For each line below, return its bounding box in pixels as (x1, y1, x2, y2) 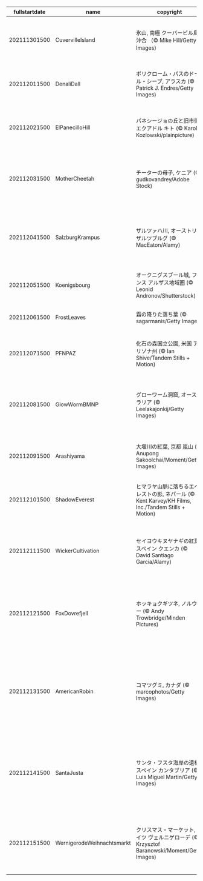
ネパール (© (165, 490, 195, 497)
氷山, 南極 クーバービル (135, 28, 193, 36)
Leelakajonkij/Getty (135, 405, 184, 412)
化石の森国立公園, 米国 (135, 340, 192, 347)
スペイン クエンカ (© (135, 544, 188, 552)
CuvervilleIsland (55, 36, 95, 44)
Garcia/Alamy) (135, 558, 172, 565)
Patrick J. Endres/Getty (135, 84, 194, 92)
